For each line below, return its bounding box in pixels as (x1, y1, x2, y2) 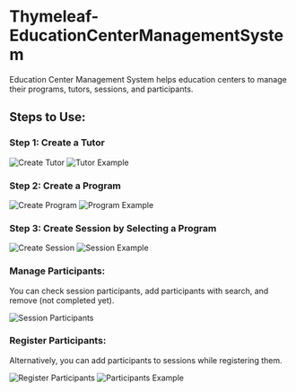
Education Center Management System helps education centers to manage (9, 74, 287, 84)
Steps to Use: (9, 109, 86, 125)
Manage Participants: (9, 265, 106, 277)
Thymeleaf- (9, 6, 100, 27)
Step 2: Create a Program (9, 179, 121, 192)
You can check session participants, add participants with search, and (9, 285, 269, 296)
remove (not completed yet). (9, 294, 115, 306)
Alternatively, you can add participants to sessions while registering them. (9, 354, 283, 365)
